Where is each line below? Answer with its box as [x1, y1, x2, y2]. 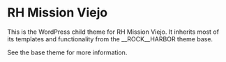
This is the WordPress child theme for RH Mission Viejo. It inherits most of [7, 28, 220, 36]
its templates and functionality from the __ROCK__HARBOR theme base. [7, 34, 213, 43]
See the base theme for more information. [7, 48, 128, 56]
